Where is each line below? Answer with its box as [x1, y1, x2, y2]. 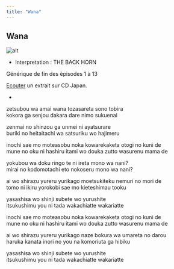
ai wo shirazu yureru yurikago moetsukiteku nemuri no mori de [6, 178, 162, 185]
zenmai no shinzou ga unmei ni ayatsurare [6, 123, 111, 131]
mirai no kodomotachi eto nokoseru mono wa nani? [6, 166, 134, 173]
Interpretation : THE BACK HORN [14, 58, 97, 66]
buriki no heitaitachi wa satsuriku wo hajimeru [6, 130, 120, 137]
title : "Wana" [6, 8, 42, 15]
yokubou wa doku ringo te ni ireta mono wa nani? [6, 159, 128, 167]
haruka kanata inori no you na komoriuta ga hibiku [6, 238, 131, 246]
